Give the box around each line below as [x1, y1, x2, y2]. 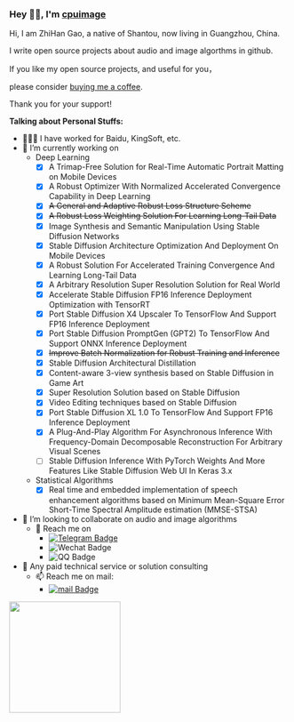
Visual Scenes [48, 446, 101, 457]
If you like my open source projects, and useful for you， [9, 64, 217, 75]
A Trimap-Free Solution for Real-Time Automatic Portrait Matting [48, 162, 284, 172]
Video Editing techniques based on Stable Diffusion [48, 397, 237, 408]
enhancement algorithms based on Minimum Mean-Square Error [48, 494, 285, 505]
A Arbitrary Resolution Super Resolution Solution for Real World [48, 279, 281, 290]
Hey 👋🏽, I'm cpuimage [9, 8, 107, 20]
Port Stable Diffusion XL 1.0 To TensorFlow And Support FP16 [48, 407, 274, 418]
